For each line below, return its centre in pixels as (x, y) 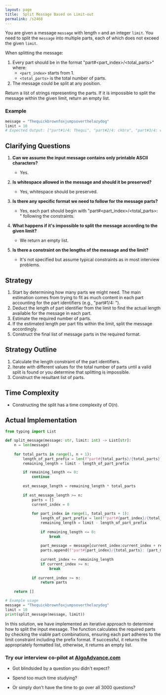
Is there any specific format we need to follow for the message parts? (85, 201)
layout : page (19, 10)
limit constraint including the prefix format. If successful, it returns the (76, 639)
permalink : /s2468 (24, 19)
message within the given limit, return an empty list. (58, 98)
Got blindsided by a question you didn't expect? (61, 668)
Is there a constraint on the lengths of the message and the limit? (80, 250)
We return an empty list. (44, 240)
